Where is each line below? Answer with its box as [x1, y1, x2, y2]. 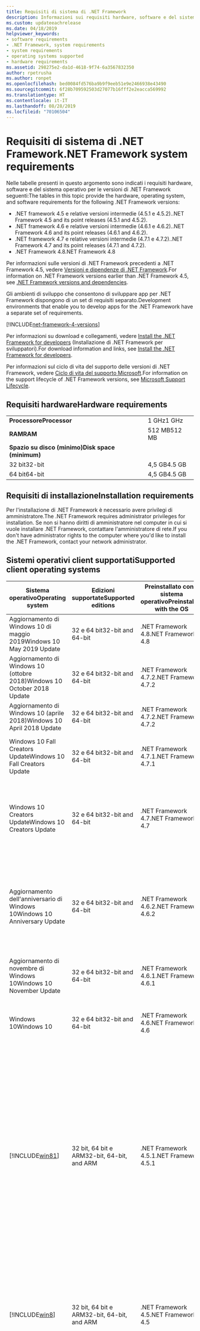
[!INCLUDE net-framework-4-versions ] [6, 321, 100, 328]
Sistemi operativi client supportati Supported [6, 555, 176, 565]
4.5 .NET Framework [140, 1310, 197, 1318]
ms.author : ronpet [6, 75, 52, 81]
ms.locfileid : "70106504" [6, 109, 70, 115]
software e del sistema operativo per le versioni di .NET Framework [6, 186, 171, 193]
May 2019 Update [9, 644, 61, 653]
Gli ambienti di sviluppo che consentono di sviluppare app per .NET [6, 290, 171, 297]
